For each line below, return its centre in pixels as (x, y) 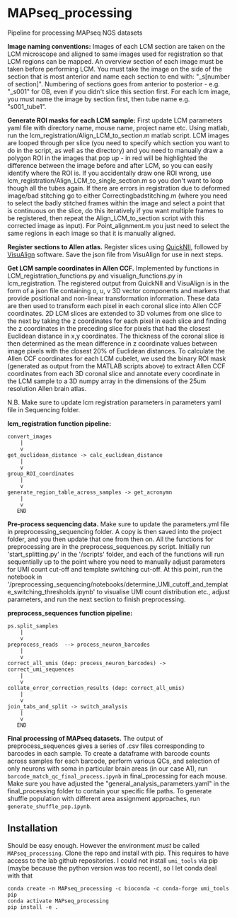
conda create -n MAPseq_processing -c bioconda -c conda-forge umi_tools (118, 888)
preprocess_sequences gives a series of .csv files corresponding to (106, 746)
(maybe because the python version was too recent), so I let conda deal (112, 868)
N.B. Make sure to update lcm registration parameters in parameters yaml (114, 402)
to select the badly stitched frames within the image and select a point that (116, 203)
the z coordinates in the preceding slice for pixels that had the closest (109, 328)
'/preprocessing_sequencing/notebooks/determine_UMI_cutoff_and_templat (118, 584)
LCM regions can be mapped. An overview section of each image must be (115, 61)
